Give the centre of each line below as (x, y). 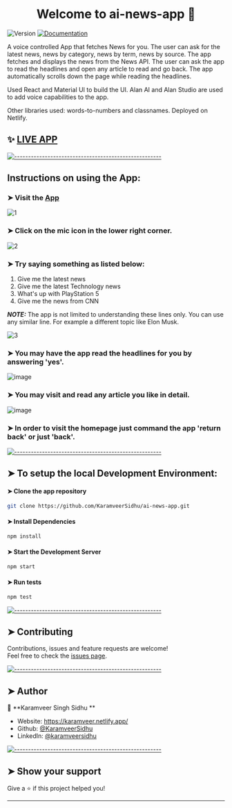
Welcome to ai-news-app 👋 (116, 14)
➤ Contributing (40, 632)
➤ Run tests (25, 582)
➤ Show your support (54, 771)
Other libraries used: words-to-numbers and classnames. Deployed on (108, 110)
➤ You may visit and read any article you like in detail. (98, 395)
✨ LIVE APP (32, 140)
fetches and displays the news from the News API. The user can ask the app (116, 61)
